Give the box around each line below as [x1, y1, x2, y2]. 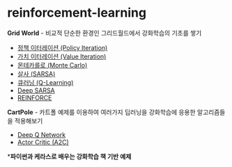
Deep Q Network [17, 130, 66, 138]
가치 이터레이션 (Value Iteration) [17, 52, 107, 61]
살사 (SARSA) [17, 70, 56, 78]
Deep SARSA [17, 86, 56, 95]
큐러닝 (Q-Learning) [17, 78, 74, 86]
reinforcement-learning [7, 5, 147, 21]
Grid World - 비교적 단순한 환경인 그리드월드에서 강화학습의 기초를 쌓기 [7, 29, 202, 37]
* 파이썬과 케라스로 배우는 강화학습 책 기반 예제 [7, 152, 132, 161]
